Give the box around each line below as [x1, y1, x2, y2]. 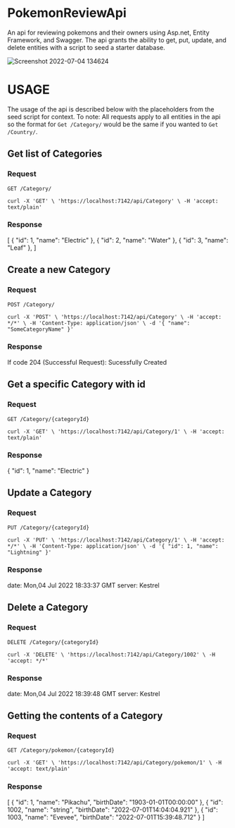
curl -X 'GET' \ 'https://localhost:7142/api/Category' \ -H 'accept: [7, 197, 219, 205]
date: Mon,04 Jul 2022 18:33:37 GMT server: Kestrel [7, 580, 160, 590]
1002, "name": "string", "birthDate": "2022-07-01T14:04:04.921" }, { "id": [7, 805, 218, 814]
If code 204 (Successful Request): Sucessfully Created [7, 358, 167, 366]
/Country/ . [7, 127, 38, 135]
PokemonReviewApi [7, 5, 127, 21]
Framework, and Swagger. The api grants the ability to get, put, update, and [7, 35, 227, 44]
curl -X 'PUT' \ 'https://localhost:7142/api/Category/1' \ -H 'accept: [7, 536, 225, 544]
